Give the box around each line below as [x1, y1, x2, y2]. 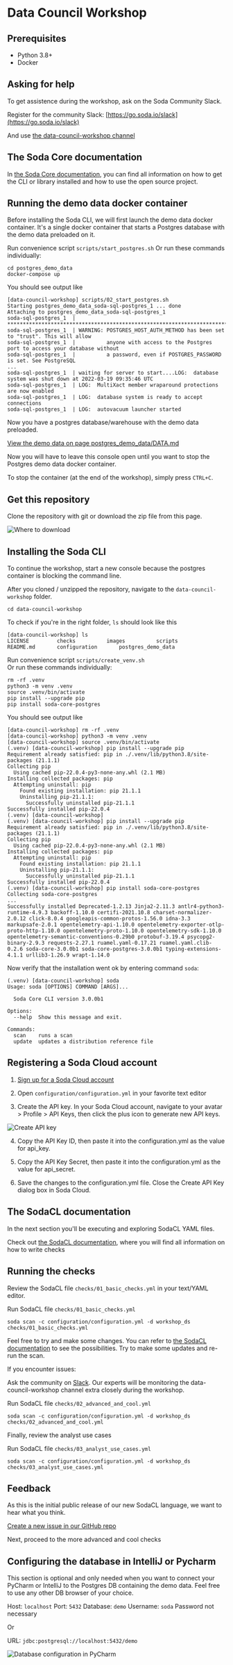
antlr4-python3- [178, 903, 225, 910]
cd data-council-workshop [7, 606, 82, 613]
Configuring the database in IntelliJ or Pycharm [7, 1555, 216, 1567]
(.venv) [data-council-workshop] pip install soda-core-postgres [7, 885, 200, 892]
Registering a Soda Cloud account [7, 1057, 157, 1069]
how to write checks [7, 1245, 65, 1253]
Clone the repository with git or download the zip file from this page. [7, 512, 202, 521]
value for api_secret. [17, 1164, 76, 1173]
